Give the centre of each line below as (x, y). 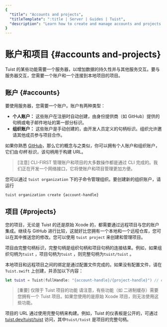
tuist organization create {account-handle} (52, 195)
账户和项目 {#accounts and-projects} (83, 55)
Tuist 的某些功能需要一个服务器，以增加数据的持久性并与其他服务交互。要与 (83, 69)
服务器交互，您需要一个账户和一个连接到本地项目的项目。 (64, 76)
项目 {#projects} (31, 212)
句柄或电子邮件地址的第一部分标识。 (49, 122)
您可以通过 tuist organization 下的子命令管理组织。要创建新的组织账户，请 (83, 179)
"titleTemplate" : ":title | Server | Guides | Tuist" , (68, 19)
